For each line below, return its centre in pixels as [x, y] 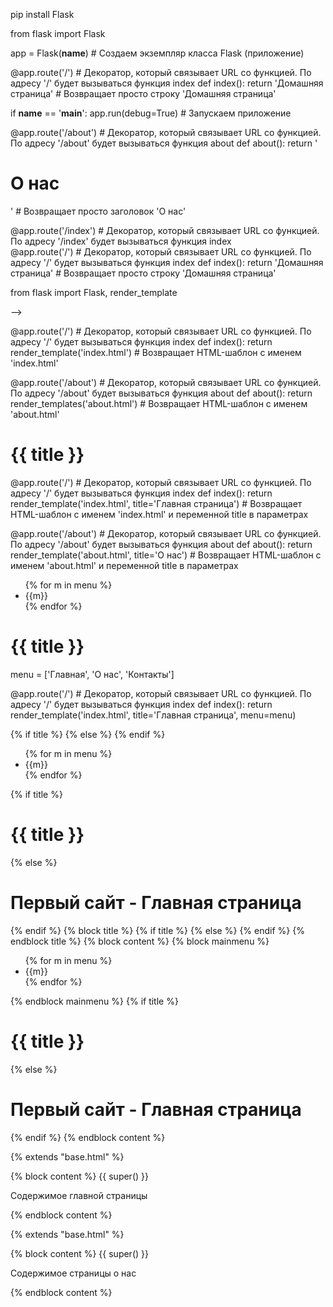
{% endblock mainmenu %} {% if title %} [94, 1001]
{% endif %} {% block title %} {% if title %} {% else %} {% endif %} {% [157, 930]
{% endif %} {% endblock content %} [88, 1137]
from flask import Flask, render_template [94, 292]
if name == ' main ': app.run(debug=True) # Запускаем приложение [151, 113]
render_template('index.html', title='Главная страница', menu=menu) [153, 715]
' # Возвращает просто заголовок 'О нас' [98, 211]
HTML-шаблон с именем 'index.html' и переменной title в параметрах [159, 514]
